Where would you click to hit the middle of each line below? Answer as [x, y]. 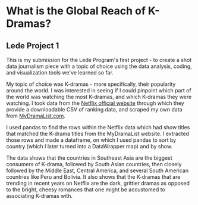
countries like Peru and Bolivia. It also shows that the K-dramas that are [93, 177]
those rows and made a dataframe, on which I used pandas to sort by [91, 140]
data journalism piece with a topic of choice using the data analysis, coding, [99, 66]
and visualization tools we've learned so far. [60, 72]
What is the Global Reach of [76, 11]
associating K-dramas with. [40, 196]
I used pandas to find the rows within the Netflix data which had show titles [98, 127]
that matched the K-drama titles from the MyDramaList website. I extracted [98, 133]
